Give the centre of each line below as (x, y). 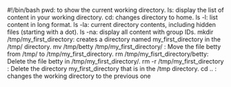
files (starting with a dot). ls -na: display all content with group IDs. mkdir (110, 32)
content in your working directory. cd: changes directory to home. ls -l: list (113, 17)
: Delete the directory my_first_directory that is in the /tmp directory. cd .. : (112, 69)
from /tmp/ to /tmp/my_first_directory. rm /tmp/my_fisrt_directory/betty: (108, 54)
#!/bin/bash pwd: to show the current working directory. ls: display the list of (115, 10)
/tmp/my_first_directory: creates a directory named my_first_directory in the (114, 39)
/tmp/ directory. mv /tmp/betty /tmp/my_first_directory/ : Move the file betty (114, 47)
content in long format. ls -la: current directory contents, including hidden (111, 25)
